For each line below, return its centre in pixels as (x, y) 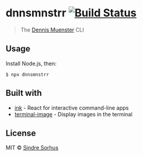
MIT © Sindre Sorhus (32, 148)
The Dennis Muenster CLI (52, 30)
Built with (24, 93)
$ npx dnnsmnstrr (27, 75)
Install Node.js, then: (31, 63)
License (21, 133)
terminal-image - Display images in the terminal (73, 114)
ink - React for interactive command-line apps (71, 108)
